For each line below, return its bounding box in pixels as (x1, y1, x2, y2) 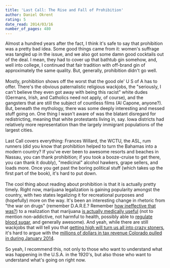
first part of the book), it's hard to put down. (5, 170, 97, 176)
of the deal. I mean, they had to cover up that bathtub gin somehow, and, (5, 57, 157, 63)
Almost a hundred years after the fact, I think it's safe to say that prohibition (5, 40, 163, 46)
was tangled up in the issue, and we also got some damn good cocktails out (5, 51, 164, 58)
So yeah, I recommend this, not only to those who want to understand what (5, 246, 162, 252)
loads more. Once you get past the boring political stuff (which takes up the (5, 165, 163, 171)
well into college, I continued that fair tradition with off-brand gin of (5, 62, 146, 68)
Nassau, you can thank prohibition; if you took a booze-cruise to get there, (5, 154, 161, 160)
